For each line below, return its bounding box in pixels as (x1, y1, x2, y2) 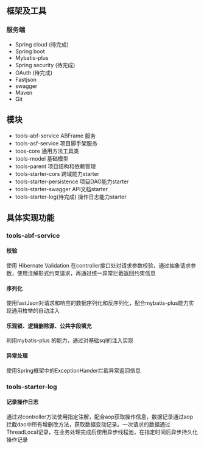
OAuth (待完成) (15, 69, 53, 76)
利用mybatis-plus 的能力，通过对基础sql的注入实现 (6, 337, 134, 344)
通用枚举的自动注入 (11, 307, 60, 315)
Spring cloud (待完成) (15, 40, 69, 48)
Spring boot (15, 48, 45, 55)
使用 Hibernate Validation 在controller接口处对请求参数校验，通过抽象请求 (6, 262, 191, 269)
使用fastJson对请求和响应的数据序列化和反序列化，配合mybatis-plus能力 (6, 299, 189, 307)
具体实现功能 (6, 213, 55, 223)
